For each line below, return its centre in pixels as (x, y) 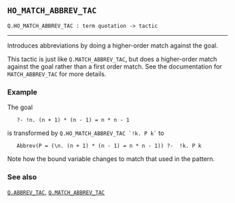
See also (22, 177)
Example (22, 92)
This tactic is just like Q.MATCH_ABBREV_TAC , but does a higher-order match (112, 59)
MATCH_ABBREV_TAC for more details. (57, 73)
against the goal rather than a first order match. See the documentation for (115, 66)
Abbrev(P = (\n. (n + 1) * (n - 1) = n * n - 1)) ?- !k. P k (109, 146)
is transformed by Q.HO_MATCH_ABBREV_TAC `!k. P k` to (86, 133)
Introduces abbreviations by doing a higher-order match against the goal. (113, 45)
